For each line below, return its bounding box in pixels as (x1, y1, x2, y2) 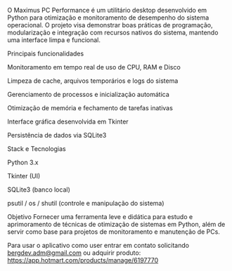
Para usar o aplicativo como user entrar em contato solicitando (7, 242, 190, 249)
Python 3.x (7, 158, 39, 166)
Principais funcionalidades (7, 49, 84, 58)
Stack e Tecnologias (7, 145, 66, 153)
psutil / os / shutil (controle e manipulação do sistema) (7, 199, 165, 207)
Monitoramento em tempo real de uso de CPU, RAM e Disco (7, 63, 181, 71)
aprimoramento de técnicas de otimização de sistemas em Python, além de (7, 220, 226, 228)
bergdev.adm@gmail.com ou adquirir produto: (7, 249, 141, 257)
